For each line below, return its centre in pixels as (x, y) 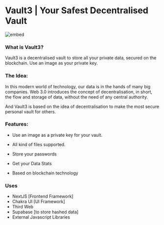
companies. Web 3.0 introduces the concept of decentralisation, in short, (79, 92)
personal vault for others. (31, 112)
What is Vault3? (24, 47)
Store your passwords (35, 154)
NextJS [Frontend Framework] (43, 197)
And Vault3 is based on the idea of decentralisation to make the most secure (82, 106)
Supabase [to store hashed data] (45, 212)
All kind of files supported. (39, 144)
